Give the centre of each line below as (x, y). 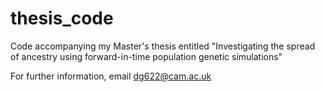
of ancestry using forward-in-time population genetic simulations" (146, 56)
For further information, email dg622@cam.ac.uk (111, 76)
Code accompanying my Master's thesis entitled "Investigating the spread (163, 46)
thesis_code (62, 18)
